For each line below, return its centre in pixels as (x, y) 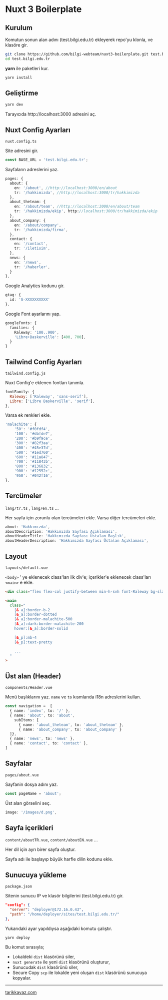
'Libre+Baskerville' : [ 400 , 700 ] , (50, 337)
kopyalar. (22, 978)
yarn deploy (17, 937)
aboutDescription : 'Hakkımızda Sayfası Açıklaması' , (61, 531)
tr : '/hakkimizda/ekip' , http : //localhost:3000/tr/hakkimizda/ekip (86, 211)
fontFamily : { (20, 392)
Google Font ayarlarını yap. (33, 314)
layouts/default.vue (27, 568)
